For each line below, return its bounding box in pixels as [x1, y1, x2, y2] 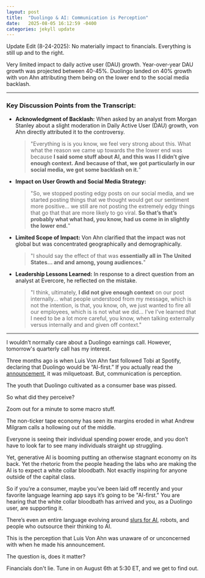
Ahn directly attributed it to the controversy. [15, 128, 125, 135]
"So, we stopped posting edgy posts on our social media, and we [30, 190, 195, 197]
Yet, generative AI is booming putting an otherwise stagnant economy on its [6, 454, 197, 461]
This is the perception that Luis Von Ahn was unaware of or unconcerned [6, 534, 190, 541]
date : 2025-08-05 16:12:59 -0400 [6, 20, 97, 26]
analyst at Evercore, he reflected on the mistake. [15, 277, 137, 284]
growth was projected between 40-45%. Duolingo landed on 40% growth [6, 68, 192, 75]
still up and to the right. [6, 49, 65, 57]
